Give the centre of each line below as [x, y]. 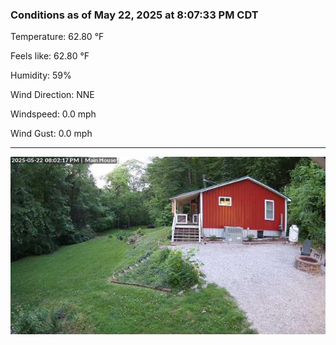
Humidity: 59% [41, 75]
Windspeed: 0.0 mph [53, 114]
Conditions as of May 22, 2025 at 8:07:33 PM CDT [134, 15]
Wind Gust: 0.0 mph [51, 134]
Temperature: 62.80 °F [57, 37]
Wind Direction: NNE [52, 95]
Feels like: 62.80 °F [50, 56]
